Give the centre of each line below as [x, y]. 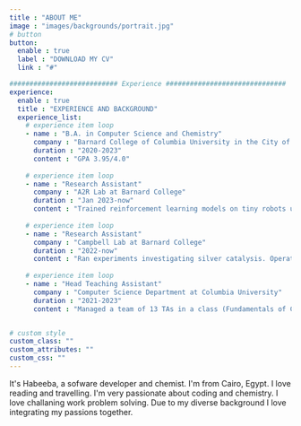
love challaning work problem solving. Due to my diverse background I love [148, 402]
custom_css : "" [38, 358]
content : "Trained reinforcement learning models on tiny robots [159, 209]
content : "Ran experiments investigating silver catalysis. [150, 259]
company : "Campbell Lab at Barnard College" [119, 242]
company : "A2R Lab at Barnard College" [109, 192]
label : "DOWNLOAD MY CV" [66, 59]
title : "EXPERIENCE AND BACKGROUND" [88, 109]
